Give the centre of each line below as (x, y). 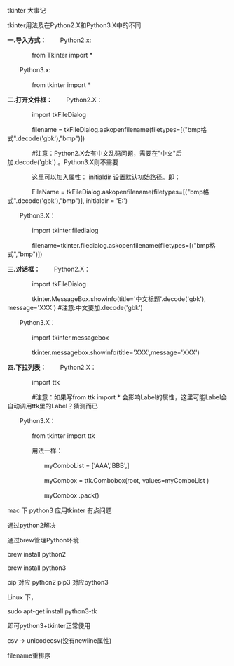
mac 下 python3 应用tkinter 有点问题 (60, 510)
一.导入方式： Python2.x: (49, 40)
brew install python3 (37, 568)
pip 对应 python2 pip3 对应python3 (58, 582)
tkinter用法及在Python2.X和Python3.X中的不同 (74, 25)
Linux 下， (22, 597)
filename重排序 (29, 655)
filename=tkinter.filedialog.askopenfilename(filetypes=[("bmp (121, 245)
